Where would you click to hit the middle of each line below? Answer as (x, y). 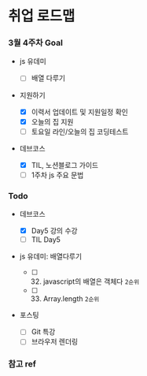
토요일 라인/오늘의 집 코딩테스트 (80, 132)
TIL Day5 (46, 240)
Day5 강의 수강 (54, 231)
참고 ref (22, 364)
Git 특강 (43, 332)
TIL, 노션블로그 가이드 (65, 165)
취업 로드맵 (42, 16)
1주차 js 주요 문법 (57, 175)
